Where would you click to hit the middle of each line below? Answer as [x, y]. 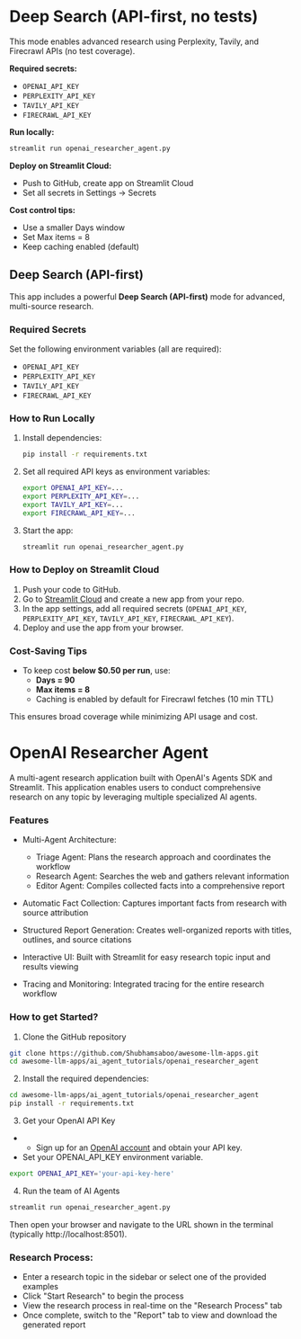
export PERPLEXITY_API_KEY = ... [81, 496]
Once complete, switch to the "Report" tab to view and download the [150, 1316]
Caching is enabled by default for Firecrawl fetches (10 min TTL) [155, 700]
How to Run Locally [52, 418]
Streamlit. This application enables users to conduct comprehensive [135, 787]
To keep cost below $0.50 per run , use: [96, 671]
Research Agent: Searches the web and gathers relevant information [163, 876]
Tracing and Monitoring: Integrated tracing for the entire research [143, 984]
